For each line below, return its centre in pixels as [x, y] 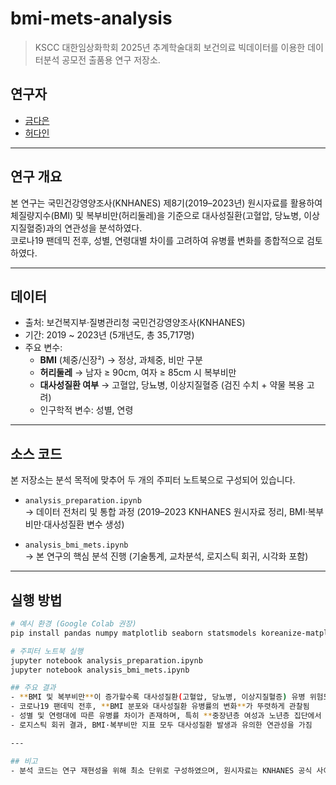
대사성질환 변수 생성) [84, 524]
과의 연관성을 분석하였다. [94, 228]
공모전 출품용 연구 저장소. [111, 59]
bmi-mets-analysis [91, 18]
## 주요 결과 [33, 688]
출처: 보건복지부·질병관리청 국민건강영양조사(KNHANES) [135, 323]
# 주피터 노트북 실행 [47, 651]
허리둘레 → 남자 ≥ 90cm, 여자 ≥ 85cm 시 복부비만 [138, 373]
